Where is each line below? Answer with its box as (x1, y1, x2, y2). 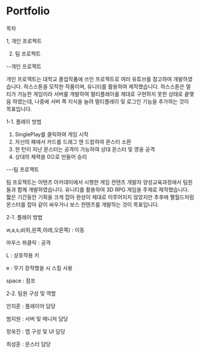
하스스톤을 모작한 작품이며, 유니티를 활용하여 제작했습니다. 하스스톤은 (23, 82, 185, 90)
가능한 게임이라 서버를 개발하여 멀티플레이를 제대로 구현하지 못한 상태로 (17, 90, 183, 97)
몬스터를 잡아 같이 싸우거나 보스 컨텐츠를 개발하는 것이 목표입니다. (6, 201, 159, 208)
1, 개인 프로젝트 (6, 37, 42, 44)
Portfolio (6, 4, 50, 18)
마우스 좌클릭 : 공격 (6, 239, 51, 246)
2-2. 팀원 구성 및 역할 (6, 290, 56, 297)
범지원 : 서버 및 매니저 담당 (6, 315, 69, 322)
